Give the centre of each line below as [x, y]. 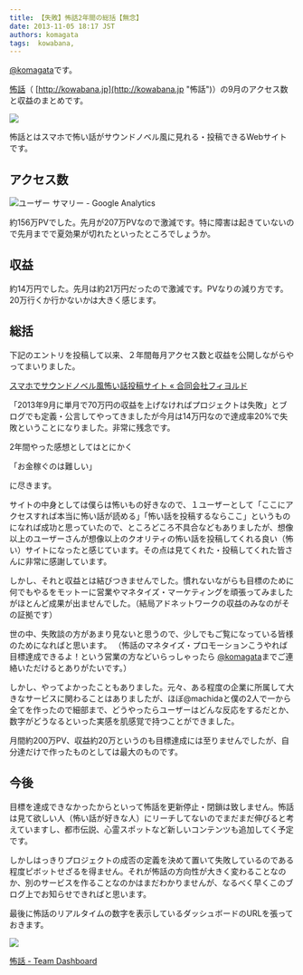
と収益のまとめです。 [49, 101]
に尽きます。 [33, 485]
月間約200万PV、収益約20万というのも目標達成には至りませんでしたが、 [146, 740]
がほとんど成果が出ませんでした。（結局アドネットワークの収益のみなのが [146, 603]
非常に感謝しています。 [68, 561]
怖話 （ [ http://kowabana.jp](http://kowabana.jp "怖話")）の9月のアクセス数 [149, 89]
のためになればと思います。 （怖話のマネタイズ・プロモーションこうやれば [148, 645]
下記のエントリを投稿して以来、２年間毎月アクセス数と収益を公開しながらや [151, 355]
